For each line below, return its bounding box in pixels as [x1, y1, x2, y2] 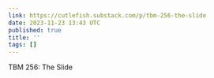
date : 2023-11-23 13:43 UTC [8, 19, 101, 27]
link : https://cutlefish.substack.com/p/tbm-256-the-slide [8, 11, 207, 20]
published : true [8, 26, 62, 34]
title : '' [8, 33, 41, 42]
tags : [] [8, 41, 37, 49]
